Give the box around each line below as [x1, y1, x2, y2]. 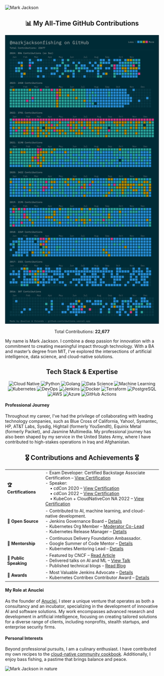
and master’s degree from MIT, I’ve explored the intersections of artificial [5, 348, 152, 354]
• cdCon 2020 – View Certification [50, 485, 120, 491]
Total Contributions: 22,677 [54, 328, 110, 334]
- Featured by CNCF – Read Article [45, 553, 116, 558]
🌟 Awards [7, 572, 27, 578]
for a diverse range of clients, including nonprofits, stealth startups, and [5, 619, 149, 625]
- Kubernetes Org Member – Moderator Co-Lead [45, 523, 144, 529]
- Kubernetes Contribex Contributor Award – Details [45, 575, 150, 580]
